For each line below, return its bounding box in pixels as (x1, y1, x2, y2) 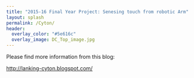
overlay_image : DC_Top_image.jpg (11, 37, 95, 43)
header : (6, 25, 26, 32)
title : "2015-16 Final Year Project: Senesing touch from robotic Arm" (6, 8, 189, 15)
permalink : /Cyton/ (6, 20, 55, 26)
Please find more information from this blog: (6, 53, 115, 60)
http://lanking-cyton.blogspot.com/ (6, 65, 93, 72)
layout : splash (6, 14, 44, 20)
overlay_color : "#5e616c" (11, 31, 77, 37)
